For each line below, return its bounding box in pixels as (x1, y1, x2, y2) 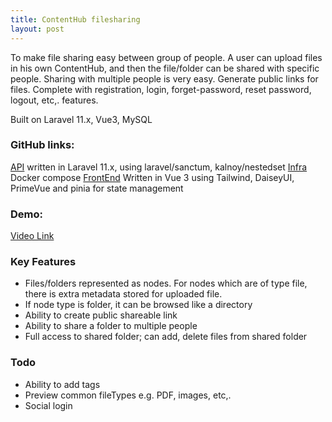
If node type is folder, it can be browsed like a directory (24, 299, 253, 311)
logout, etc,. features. (10, 94, 99, 106)
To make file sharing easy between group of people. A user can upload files (10, 51, 323, 63)
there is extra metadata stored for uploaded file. (24, 288, 223, 300)
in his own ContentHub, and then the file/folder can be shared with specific (10, 62, 320, 74)
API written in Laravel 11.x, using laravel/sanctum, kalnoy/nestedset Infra (10, 161, 308, 173)
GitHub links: (10, 138, 75, 152)
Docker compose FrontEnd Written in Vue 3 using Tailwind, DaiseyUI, (10, 171, 295, 183)
